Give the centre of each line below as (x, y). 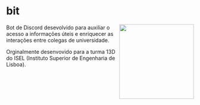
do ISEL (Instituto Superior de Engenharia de (61, 58)
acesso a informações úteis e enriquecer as (60, 33)
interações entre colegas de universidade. (58, 40)
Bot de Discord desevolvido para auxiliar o (58, 27)
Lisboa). (16, 64)
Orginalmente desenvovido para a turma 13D (61, 51)
